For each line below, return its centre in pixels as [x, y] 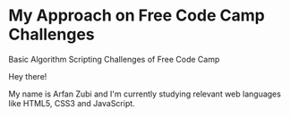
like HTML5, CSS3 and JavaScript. [72, 103]
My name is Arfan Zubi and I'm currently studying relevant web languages [145, 94]
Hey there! [28, 76]
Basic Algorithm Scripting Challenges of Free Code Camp [114, 59]
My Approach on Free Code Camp [136, 16]
